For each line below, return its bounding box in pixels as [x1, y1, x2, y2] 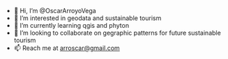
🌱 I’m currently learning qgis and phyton [13, 22, 130, 29]
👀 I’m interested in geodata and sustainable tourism [13, 14, 162, 22]
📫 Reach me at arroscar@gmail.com [13, 44, 120, 52]
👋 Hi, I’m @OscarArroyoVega [13, 7, 96, 15]
